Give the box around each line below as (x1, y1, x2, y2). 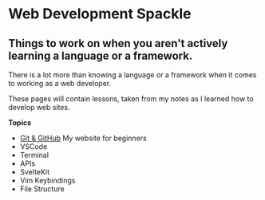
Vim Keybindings (19, 176, 76, 185)
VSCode (19, 142, 48, 151)
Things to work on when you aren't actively (8, 37, 228, 50)
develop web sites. (8, 103, 70, 112)
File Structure (19, 184, 65, 194)
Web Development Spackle (8, 5, 192, 23)
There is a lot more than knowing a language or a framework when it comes (8, 70, 257, 80)
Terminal (19, 151, 49, 159)
